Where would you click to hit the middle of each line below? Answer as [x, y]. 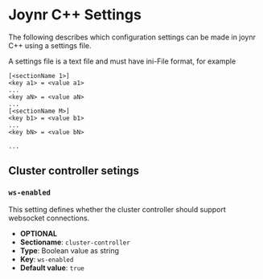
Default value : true [52, 268]
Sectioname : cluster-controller [75, 242]
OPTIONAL [39, 233]
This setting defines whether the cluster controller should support [117, 209]
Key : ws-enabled [47, 259]
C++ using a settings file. [50, 45]
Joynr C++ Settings [75, 15]
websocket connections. [49, 218]
